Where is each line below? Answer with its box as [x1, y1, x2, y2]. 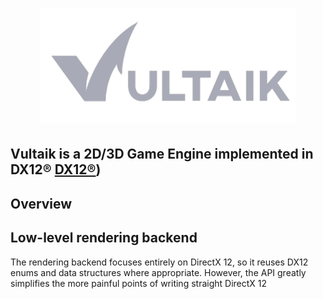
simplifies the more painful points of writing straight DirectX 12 [10, 277, 268, 289]
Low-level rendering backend [10, 229, 198, 247]
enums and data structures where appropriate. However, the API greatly [10, 266, 307, 278]
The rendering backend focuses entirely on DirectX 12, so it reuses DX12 [10, 256, 309, 268]
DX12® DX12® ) [10, 161, 102, 178]
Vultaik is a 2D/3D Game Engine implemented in [10, 146, 314, 163]
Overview [10, 195, 73, 212]
